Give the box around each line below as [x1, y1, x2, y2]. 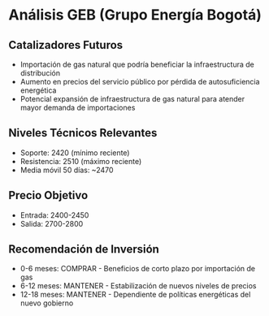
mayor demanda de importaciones [20, 103, 136, 112]
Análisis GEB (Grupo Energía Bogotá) [8, 6, 262, 24]
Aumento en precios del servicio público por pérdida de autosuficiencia [20, 77, 260, 86]
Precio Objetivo [8, 188, 89, 202]
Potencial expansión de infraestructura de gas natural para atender [20, 94, 245, 103]
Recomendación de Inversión [8, 242, 160, 257]
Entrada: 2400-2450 [20, 210, 89, 220]
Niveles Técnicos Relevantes [8, 126, 158, 140]
